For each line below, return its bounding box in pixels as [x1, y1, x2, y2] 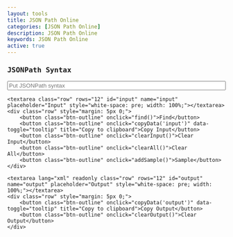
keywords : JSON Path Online [7, 36, 89, 43]
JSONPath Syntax [7, 65, 71, 74]
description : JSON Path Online [7, 29, 98, 37]
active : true [7, 42, 45, 49]
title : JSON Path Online [7, 17, 79, 24]
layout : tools [7, 10, 49, 17]
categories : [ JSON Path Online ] [7, 23, 101, 30]
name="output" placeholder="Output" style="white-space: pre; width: [7, 181, 213, 188]
